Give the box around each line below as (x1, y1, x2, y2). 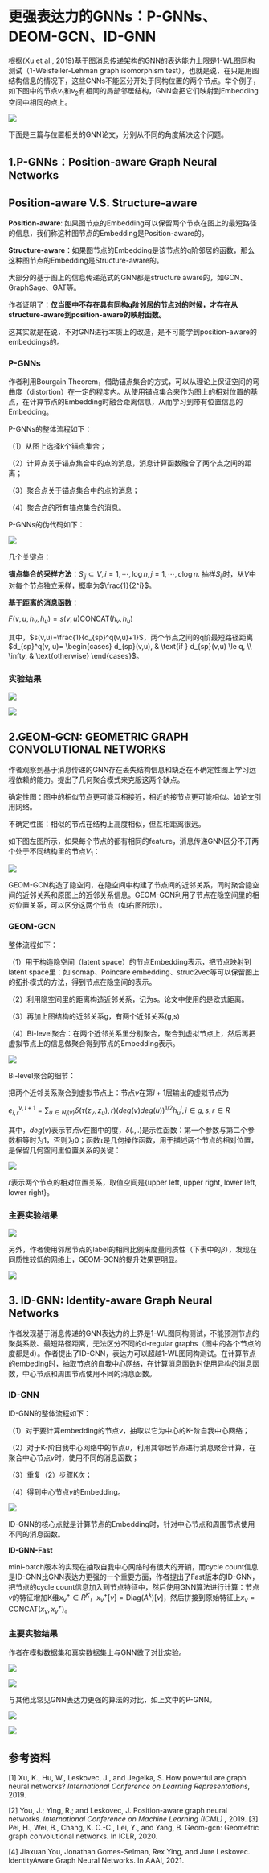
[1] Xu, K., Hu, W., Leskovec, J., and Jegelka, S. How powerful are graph (8, 1773, 247, 1783)
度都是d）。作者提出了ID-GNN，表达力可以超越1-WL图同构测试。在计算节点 (8, 1348, 257, 1358)
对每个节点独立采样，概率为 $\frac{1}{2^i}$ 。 (8, 581, 157, 590)
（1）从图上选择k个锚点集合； (8, 441, 107, 451)
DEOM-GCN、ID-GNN (8, 27, 157, 46)
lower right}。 (8, 1187, 55, 1197)
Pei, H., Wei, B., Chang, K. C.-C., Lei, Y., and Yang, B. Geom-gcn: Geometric (8, 1823, 259, 1833)
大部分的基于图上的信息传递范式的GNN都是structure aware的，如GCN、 (8, 272, 247, 282)
